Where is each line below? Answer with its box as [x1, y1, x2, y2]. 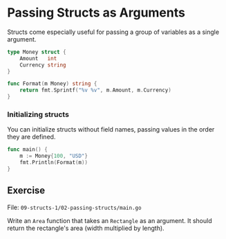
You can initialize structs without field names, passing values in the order [7, 125, 215, 134]
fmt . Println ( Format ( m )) [19, 159, 88, 166]
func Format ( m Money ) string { [7, 80, 97, 87]
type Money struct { [7, 48, 67, 55]
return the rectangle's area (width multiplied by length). [7, 224, 164, 232]
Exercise [7, 185, 46, 197]
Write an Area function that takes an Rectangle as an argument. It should [7, 216, 212, 224]
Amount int [19, 55, 57, 62]
